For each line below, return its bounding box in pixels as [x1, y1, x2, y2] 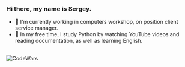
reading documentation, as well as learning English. [14, 37, 143, 44]
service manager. [14, 24, 58, 31]
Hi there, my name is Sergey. [6, 5, 92, 13]
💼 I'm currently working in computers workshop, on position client [14, 18, 178, 25]
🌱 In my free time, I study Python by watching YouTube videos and [14, 31, 180, 38]
